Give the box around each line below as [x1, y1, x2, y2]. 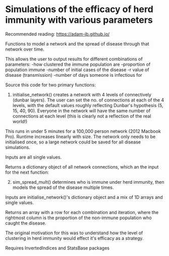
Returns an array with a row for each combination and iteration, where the [5, 209, 159, 215]
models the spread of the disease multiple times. [12, 184, 114, 190]
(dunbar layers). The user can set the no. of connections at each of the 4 [12, 97, 164, 103]
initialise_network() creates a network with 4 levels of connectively [12, 91, 151, 97]
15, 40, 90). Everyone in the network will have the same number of [12, 108, 151, 114]
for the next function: [5, 169, 49, 175]
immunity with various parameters [5, 14, 153, 26]
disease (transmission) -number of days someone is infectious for [5, 72, 142, 78]
